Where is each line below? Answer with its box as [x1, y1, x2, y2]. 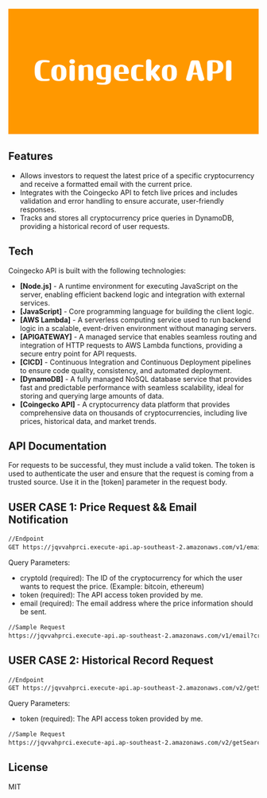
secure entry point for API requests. [19, 348, 137, 358]
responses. [19, 204, 57, 214]
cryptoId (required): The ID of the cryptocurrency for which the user [19, 574, 243, 582]
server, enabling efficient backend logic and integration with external [19, 290, 245, 299]
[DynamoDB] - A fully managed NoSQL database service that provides [19, 374, 253, 383]
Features [8, 150, 53, 163]
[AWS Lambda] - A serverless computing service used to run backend [19, 315, 252, 325]
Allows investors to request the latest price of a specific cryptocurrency [19, 170, 255, 180]
